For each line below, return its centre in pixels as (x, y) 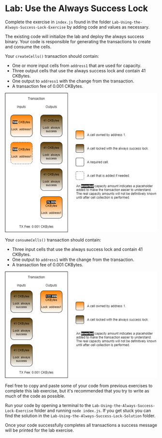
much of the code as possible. (35, 396)
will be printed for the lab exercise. (39, 430)
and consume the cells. (28, 47)
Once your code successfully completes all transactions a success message (81, 425)
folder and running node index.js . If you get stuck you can (93, 411)
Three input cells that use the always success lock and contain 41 (77, 249)
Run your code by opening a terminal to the (48, 406)
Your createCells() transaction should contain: (52, 56)
